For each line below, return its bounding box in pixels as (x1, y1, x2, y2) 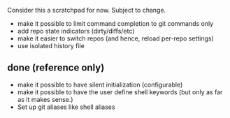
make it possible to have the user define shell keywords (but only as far (17, 87, 223, 96)
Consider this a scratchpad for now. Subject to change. (7, 6, 166, 14)
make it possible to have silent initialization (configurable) (17, 80, 183, 89)
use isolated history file (17, 42, 85, 50)
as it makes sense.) (17, 95, 73, 103)
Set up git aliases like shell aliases (17, 103, 115, 111)
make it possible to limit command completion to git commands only (17, 20, 214, 27)
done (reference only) (7, 62, 105, 74)
